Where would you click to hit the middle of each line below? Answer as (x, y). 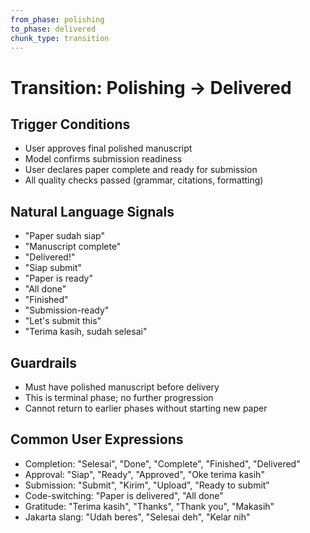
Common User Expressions (97, 439)
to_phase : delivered (53, 29)
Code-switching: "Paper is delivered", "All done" (124, 495)
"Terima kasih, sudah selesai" (86, 332)
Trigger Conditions (70, 124)
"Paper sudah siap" (64, 236)
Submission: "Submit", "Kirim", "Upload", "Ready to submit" (147, 485)
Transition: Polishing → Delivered (151, 87)
